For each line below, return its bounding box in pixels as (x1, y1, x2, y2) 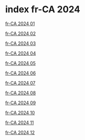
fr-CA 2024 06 (5, 70, 36, 76)
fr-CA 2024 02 (5, 30, 36, 36)
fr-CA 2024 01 (5, 20, 35, 27)
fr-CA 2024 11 (5, 119, 34, 126)
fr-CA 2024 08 (5, 89, 36, 96)
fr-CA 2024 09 (5, 100, 36, 106)
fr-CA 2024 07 (5, 80, 36, 86)
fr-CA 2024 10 (5, 109, 35, 115)
